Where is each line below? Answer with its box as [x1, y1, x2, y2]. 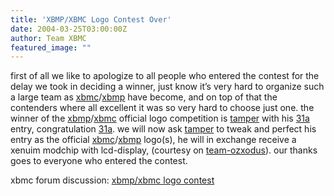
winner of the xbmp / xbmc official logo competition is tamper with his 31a [10, 112, 310, 125]
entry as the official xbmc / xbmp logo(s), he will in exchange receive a [10, 134, 297, 146]
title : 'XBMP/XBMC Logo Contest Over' [10, 14, 172, 25]
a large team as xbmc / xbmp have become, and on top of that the [10, 91, 278, 103]
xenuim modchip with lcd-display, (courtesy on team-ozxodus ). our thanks [10, 144, 318, 156]
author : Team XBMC [10, 33, 87, 43]
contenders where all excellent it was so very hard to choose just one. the [10, 102, 315, 114]
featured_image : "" [10, 42, 92, 53]
